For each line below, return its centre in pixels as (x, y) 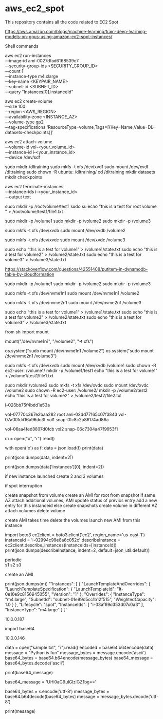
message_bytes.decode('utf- (129, 696)
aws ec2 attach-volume (29, 141)
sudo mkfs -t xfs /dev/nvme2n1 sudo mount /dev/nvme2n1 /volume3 (73, 302)
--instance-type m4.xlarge (32, 76)
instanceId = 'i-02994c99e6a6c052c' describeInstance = (63, 540)
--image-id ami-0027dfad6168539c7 (42, 60)
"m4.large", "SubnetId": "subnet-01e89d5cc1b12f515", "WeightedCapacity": (81, 599)
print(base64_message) (29, 672)
